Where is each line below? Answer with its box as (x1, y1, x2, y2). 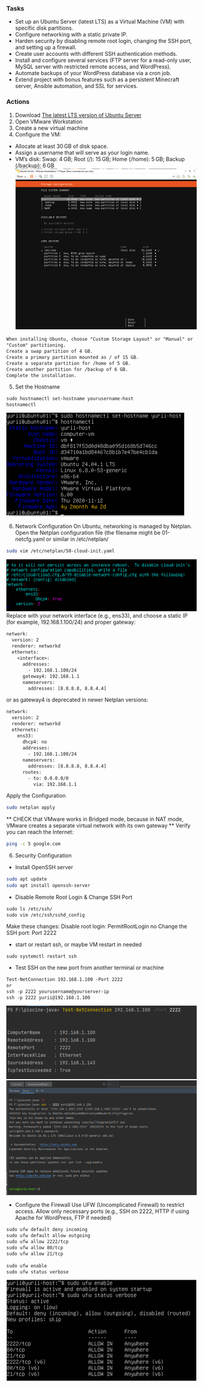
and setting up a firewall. (14, 44, 77, 51)
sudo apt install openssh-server (6, 882, 91, 889)
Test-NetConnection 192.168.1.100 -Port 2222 (6, 976, 123, 983)
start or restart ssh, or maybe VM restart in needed (14, 941, 142, 948)
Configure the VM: (14, 130, 62, 138)
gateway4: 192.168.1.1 (22, 673, 80, 680)
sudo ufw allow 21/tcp (6, 1251, 63, 1257)
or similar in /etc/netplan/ (46, 535, 109, 543)
